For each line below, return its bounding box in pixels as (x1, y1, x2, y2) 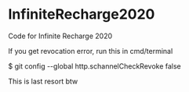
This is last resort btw (8, 76, 78, 86)
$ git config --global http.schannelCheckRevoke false (8, 61, 182, 71)
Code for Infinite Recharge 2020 (8, 31, 113, 41)
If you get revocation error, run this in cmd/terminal (8, 46, 173, 55)
